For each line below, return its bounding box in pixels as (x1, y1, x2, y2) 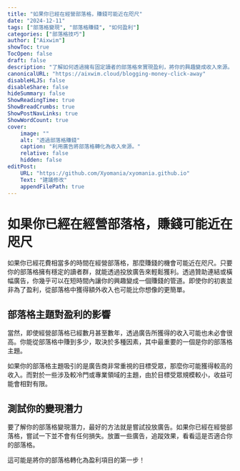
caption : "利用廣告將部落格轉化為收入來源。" (20, 143, 141, 151)
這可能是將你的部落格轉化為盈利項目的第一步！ (7, 455, 145, 464)
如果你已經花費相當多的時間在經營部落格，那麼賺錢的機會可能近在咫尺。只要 (7, 258, 233, 268)
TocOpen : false (7, 51, 53, 58)
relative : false (20, 150, 69, 157)
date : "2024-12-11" (7, 17, 66, 24)
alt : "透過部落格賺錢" (20, 136, 81, 143)
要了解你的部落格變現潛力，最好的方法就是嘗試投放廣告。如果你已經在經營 (7, 422, 226, 431)
